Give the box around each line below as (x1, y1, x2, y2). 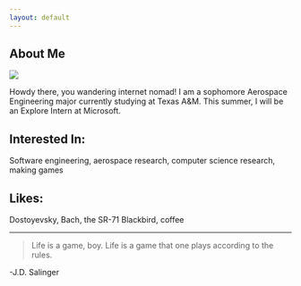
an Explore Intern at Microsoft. (9, 105, 121, 116)
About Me (9, 46, 65, 62)
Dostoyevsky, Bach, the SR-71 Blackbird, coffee (9, 214, 185, 225)
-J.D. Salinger (9, 267, 60, 278)
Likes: (9, 190, 44, 206)
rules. (30, 249, 53, 260)
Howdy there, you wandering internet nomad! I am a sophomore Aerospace (9, 87, 288, 97)
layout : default (9, 13, 70, 22)
